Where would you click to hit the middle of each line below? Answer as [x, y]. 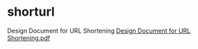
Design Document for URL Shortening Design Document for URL [99, 31]
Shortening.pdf [29, 37]
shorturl [31, 12]
